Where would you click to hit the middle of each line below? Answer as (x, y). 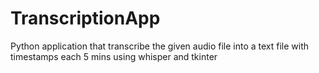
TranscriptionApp (85, 18)
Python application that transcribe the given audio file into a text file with (160, 46)
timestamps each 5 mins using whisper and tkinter (114, 56)
